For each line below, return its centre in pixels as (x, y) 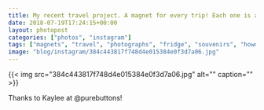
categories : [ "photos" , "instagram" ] (70, 37)
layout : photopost (38, 30)
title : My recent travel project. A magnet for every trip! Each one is (130, 15)
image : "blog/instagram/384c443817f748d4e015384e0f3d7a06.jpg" (114, 52)
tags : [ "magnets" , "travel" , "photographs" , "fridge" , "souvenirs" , (123, 45)
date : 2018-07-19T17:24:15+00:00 (63, 23)
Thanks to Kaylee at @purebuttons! (65, 98)
